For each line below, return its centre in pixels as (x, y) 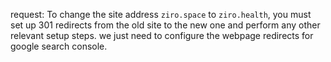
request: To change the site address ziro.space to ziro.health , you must (161, 14)
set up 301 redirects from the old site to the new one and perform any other (165, 25)
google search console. (59, 46)
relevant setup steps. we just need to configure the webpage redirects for (162, 35)
